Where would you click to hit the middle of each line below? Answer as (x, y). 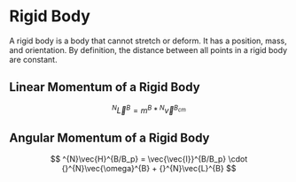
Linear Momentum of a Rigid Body (105, 87)
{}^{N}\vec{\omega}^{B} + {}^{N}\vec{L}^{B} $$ (149, 169)
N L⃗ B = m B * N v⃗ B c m (149, 110)
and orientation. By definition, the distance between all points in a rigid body (148, 49)
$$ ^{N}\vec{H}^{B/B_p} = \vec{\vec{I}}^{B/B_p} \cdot (149, 159)
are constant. (33, 59)
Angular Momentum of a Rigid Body (109, 137)
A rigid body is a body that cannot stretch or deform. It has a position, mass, (148, 41)
